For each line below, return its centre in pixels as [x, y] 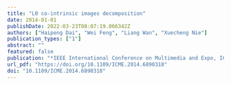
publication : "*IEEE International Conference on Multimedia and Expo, [112, 58]
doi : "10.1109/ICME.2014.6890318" [57, 71]
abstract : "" [26, 45]
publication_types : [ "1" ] [44, 39]
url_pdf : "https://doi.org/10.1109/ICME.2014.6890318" [87, 64]
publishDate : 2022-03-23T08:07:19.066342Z [69, 26]
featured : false [30, 52]
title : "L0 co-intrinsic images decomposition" [77, 13]
